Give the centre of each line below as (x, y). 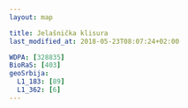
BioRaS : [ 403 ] (35, 65)
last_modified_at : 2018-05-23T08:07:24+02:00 (94, 41)
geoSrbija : (29, 74)
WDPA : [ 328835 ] (37, 57)
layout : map (31, 17)
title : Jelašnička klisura (59, 33)
